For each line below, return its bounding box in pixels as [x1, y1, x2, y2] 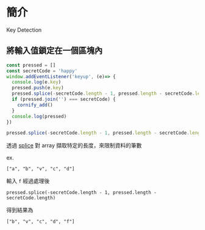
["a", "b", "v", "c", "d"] [6, 166, 75, 172]
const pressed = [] [6, 62, 56, 68]
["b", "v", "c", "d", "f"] [6, 218, 75, 225]
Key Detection [6, 26, 42, 34]
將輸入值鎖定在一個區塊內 [6, 45, 103, 56]
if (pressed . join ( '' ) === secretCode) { [12, 96, 116, 102]
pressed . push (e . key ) [12, 85, 64, 91]
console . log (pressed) [12, 113, 67, 119]
